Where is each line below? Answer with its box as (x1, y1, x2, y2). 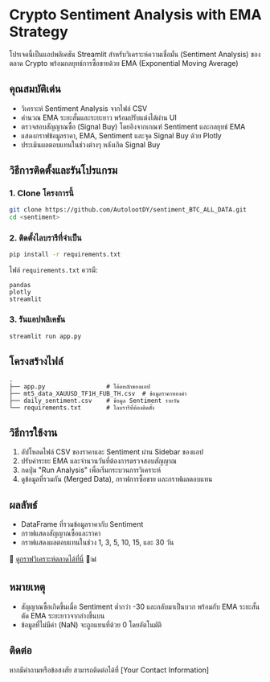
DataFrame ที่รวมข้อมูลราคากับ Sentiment (20, 519, 144, 528)
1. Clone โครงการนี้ (9, 187, 75, 199)
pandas (9, 281, 31, 290)
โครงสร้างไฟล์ (9, 354, 63, 368)
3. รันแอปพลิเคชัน (9, 314, 66, 325)
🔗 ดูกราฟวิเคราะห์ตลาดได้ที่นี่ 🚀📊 (9, 553, 98, 564)
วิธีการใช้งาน (9, 425, 58, 439)
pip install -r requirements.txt (9, 251, 121, 259)
